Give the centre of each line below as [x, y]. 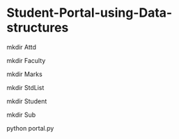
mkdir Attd [21, 47]
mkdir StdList [25, 87]
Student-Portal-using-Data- [89, 13]
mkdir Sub [21, 115]
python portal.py [30, 128]
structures [38, 28]
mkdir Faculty [26, 60]
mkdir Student [27, 101]
